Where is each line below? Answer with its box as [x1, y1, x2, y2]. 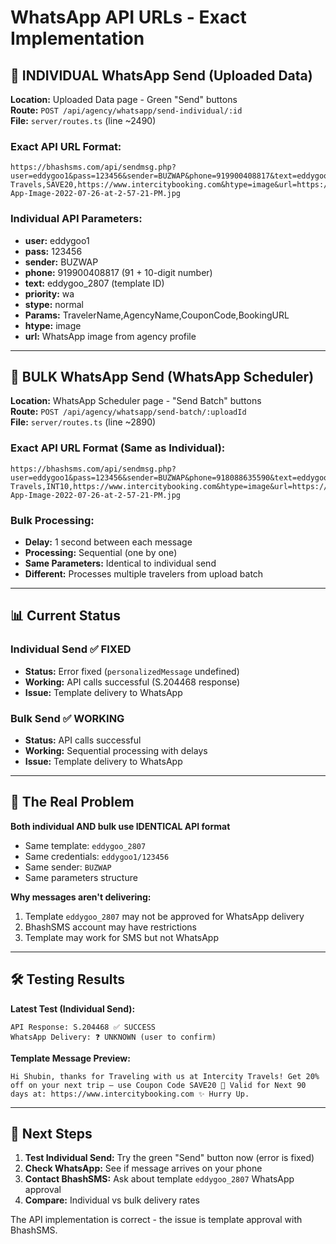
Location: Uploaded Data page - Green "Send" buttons [10, 94, 238, 105]
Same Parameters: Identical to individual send [24, 557, 217, 569]
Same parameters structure [24, 871, 138, 883]
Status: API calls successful [24, 734, 142, 746]
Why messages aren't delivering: [10, 891, 152, 903]
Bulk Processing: [10, 513, 95, 527]
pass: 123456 [24, 245, 83, 257]
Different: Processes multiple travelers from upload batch [24, 568, 264, 580]
